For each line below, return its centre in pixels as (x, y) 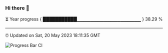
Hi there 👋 (17, 8)
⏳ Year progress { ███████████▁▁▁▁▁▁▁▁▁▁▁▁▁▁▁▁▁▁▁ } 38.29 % (84, 19)
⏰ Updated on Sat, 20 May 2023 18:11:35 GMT (53, 35)
